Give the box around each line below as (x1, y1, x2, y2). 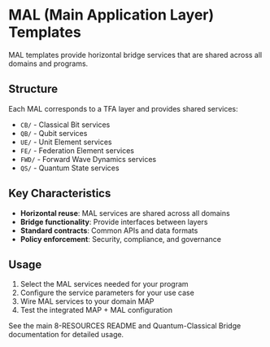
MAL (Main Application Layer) (8, 6, 215, 24)
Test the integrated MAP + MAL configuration (20, 305, 173, 315)
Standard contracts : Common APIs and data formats (20, 226, 198, 235)
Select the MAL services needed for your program (20, 279, 189, 289)
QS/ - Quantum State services (20, 163, 120, 173)
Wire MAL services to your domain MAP (20, 296, 155, 306)
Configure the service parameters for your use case (20, 288, 195, 298)
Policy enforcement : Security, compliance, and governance (20, 234, 222, 244)
